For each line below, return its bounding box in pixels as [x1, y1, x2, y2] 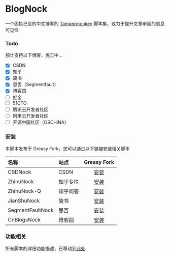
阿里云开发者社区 [12, 112, 49, 119]
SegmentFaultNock [8, 207, 54, 214]
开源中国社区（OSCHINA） [12, 119, 70, 125]
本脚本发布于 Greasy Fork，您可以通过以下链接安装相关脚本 [5, 146, 130, 152]
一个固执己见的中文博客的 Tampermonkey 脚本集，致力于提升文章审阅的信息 [5, 20, 165, 26]
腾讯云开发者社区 [12, 106, 49, 112]
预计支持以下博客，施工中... [5, 52, 63, 59]
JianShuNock [8, 197, 40, 204]
